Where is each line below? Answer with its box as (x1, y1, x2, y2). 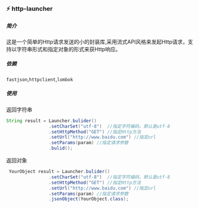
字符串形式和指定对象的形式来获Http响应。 (16, 46, 121, 53)
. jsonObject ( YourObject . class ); (48, 196, 129, 202)
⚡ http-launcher (6, 4, 53, 12)
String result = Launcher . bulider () (6, 117, 97, 124)
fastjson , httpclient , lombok (6, 75, 73, 82)
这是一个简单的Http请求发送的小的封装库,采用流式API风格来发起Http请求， (6, 38, 188, 45)
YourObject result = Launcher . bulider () (8, 169, 110, 175)
